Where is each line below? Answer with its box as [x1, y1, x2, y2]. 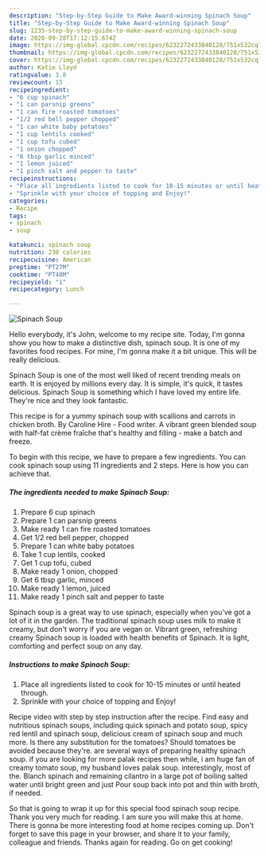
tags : [9, 212, 27, 220]
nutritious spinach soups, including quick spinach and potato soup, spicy [9, 720, 248, 730]
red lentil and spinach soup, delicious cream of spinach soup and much [9, 729, 243, 739]
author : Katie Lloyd [9, 64, 78, 72]
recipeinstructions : [9, 175, 78, 183]
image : [9, 41, 31, 49]
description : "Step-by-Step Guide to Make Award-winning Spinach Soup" [9, 11, 251, 20]
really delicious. [9, 355, 60, 365]
